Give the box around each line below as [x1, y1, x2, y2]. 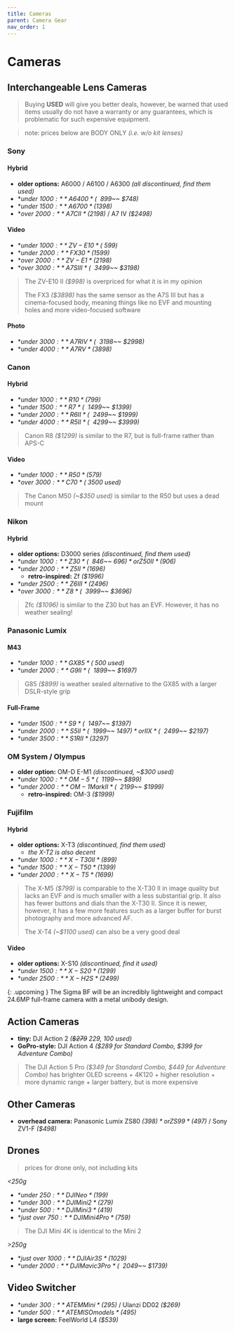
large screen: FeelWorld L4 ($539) [17, 1316, 119, 1324]
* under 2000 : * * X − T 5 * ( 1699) [17, 870, 114, 879]
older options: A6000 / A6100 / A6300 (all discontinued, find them [17, 179, 211, 188]
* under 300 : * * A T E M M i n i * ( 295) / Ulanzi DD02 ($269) [17, 1300, 181, 1309]
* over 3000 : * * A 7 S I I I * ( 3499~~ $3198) [17, 263, 140, 271]
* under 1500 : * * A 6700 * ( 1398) [17, 202, 112, 210]
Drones [7, 1145, 40, 1157]
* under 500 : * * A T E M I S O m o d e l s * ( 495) [17, 1308, 137, 1316]
